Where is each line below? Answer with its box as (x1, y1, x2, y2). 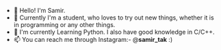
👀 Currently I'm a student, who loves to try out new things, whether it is (13, 14, 214, 22)
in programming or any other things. (13, 21, 116, 28)
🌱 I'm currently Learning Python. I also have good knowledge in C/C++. (13, 28, 215, 36)
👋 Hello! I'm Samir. (13, 7, 66, 14)
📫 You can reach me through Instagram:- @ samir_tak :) (13, 36, 173, 43)
